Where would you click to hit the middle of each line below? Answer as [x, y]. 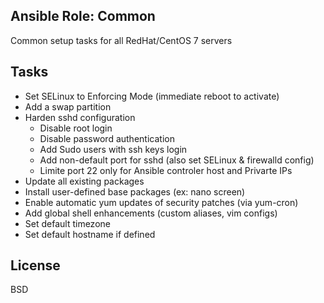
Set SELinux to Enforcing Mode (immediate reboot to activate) [152, 96]
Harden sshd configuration [80, 117]
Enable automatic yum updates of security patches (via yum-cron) [161, 202]
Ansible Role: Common [83, 16]
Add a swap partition [68, 106]
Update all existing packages [84, 181]
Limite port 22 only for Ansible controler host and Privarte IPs [166, 170]
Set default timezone [67, 223]
